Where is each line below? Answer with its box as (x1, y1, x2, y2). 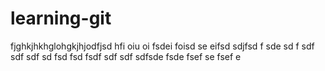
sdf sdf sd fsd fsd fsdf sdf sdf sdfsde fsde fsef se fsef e (10, 50, 242, 62)
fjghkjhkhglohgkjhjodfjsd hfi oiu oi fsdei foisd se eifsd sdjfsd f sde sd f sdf (10, 40, 315, 52)
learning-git (10, 7, 112, 30)
